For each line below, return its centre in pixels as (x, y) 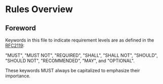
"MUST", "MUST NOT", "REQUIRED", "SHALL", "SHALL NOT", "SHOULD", (81, 55)
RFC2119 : (15, 46)
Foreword (21, 28)
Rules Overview (39, 9)
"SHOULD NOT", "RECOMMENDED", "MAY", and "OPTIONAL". (70, 61)
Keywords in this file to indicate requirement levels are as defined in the (80, 40)
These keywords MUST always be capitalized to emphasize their (73, 70)
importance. (18, 76)
